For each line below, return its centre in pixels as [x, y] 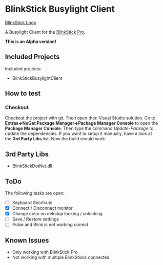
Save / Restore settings [35, 219]
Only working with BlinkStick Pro [45, 252]
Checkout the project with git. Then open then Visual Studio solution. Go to [80, 118]
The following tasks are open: [35, 193]
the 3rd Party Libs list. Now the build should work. [56, 139]
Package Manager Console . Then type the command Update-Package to [79, 129]
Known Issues [27, 240]
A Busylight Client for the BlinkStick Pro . [45, 32]
